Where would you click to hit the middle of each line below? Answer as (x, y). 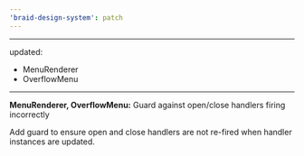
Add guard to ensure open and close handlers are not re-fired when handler (151, 132)
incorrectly (29, 115)
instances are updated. (52, 142)
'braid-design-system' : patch (66, 18)
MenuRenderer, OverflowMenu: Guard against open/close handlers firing (147, 105)
